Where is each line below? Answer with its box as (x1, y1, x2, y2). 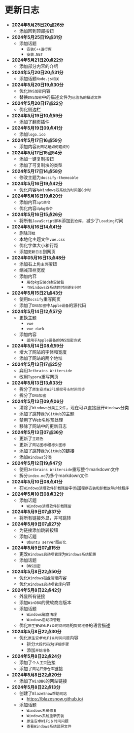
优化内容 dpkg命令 (19, 205, 53, 211)
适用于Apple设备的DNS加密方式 (26, 338, 81, 343)
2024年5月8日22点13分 (11, 684, 61, 690)
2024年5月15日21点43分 (11, 290, 63, 296)
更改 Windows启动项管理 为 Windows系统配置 (19, 551, 97, 557)
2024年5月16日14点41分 (11, 223, 62, 230)
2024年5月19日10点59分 (11, 112, 63, 119)
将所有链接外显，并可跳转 (19, 515, 71, 520)
